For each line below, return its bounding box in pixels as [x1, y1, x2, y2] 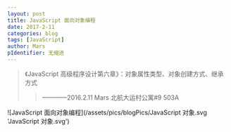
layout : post [7, 10, 46, 18]
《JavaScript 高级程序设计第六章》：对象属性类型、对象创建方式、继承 [24, 70, 224, 78]
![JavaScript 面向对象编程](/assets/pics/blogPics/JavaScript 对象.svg [7, 108, 208, 117]
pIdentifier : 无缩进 [7, 50, 65, 57]
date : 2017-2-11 [7, 23, 55, 30]
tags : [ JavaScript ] [7, 37, 65, 44]
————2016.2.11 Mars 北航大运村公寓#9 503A [42, 93, 180, 102]
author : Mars [7, 43, 46, 50]
